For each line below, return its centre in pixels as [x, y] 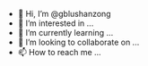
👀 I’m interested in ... [56, 23]
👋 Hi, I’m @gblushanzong [64, 14]
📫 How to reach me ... [59, 52]
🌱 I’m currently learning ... [65, 33]
